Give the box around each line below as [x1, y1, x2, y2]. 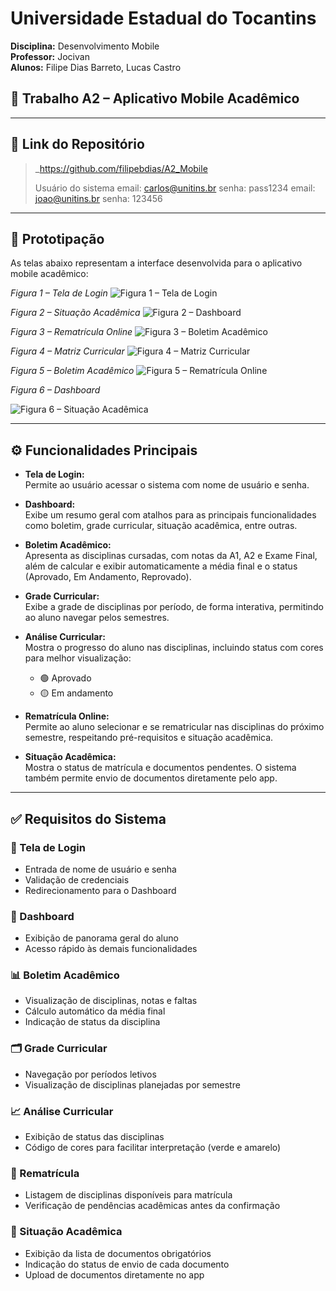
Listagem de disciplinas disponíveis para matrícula [24, 1189, 233, 1201]
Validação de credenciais [24, 873, 130, 886]
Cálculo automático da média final [24, 1005, 166, 1017]
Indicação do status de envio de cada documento [24, 1258, 230, 1270]
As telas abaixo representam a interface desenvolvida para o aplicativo [10, 257, 303, 269]
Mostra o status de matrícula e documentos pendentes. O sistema [24, 762, 297, 774]
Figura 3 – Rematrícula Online [10, 326, 133, 338]
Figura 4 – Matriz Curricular [10, 345, 125, 357]
